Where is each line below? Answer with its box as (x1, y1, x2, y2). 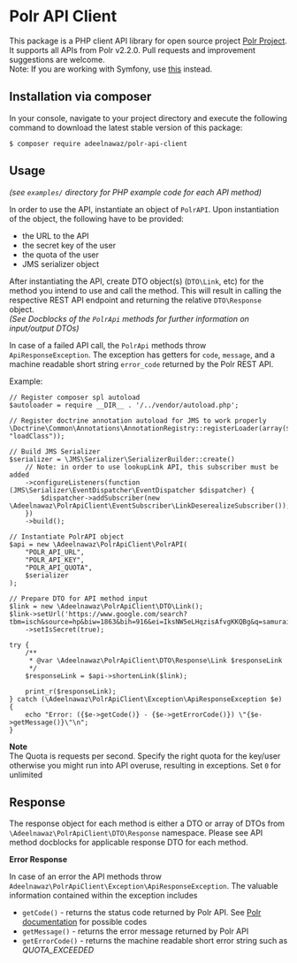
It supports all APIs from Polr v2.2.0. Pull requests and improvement (9, 44, 256, 55)
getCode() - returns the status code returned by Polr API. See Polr (21, 907, 262, 918)
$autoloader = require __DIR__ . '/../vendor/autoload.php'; (9, 401, 240, 409)
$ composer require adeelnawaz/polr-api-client (9, 139, 188, 148)
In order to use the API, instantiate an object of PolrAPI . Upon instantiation (9, 203, 280, 214)
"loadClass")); (9, 432, 65, 440)
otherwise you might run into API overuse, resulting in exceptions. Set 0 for (9, 760, 281, 770)
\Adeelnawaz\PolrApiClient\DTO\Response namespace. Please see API (9, 828, 263, 838)
